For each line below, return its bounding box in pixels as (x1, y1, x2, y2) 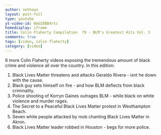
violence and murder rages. (12, 98, 68, 104)
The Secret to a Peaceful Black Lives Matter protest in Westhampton (12, 103, 151, 109)
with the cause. (12, 77, 44, 83)
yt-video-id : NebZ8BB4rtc (5, 21, 58, 26)
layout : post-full (5, 12, 43, 17)
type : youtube (5, 16, 34, 21)
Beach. (12, 108, 27, 114)
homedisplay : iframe (5, 26, 48, 30)
